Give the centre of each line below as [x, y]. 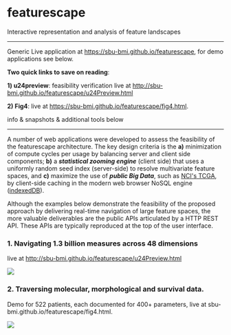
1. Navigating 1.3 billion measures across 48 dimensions [102, 244]
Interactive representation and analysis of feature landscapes [94, 32]
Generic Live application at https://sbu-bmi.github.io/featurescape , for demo [115, 51]
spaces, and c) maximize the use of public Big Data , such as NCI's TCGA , [112, 175]
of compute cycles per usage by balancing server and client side [99, 153]
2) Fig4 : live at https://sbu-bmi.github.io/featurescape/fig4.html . [98, 106]
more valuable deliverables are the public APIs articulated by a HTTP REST [113, 218]
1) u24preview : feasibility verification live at [69, 85]
